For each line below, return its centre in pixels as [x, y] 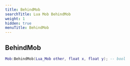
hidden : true [18, 23]
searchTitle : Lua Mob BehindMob [38, 14]
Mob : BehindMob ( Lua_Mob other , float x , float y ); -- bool [65, 59]
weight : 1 [15, 19]
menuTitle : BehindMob [27, 28]
